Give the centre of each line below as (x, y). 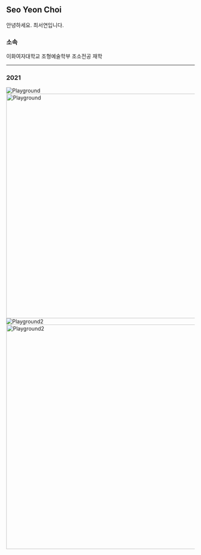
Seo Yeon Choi (34, 10)
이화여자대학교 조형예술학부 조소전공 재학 (54, 56)
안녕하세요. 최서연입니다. (35, 25)
